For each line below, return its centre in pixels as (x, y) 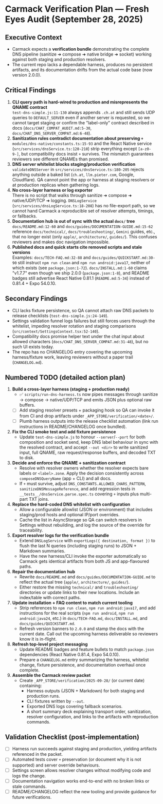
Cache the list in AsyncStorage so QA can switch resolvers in (81, 520)
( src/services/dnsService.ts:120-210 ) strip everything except (74, 148)
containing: (31, 686)
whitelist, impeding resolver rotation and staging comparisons (74, 326)
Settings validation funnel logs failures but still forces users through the (83, 321)
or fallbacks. (25, 216)
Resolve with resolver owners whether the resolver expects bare (84, 468)
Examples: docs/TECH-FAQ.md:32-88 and (51, 257)
